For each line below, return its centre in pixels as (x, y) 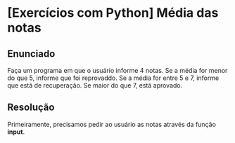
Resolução (31, 108)
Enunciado (31, 54)
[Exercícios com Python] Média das (113, 13)
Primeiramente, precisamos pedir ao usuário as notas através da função (112, 124)
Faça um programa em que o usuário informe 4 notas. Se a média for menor (118, 70)
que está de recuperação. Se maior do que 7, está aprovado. (95, 85)
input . (16, 132)
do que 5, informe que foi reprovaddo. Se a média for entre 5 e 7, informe (113, 78)
